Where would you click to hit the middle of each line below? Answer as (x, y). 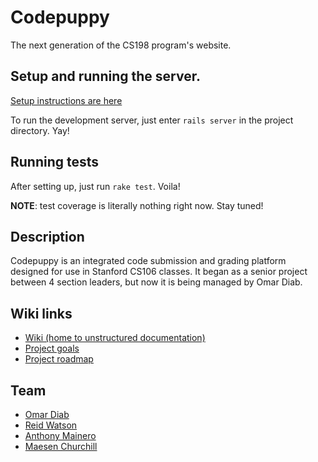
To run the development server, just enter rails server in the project (152, 120)
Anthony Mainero (60, 435)
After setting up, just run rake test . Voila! (95, 186)
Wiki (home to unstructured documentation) (115, 338)
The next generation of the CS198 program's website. (121, 45)
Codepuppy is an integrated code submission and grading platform (148, 261)
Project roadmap (59, 359)
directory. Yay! (40, 130)
